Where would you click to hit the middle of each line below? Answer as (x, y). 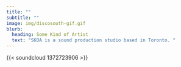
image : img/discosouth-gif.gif (46, 23)
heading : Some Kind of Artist (50, 35)
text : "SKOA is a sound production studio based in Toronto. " (94, 40)
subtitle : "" (23, 18)
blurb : (15, 29)
